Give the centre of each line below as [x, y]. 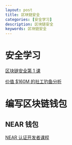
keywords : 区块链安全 [26, 29]
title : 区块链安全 [23, 15]
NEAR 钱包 [22, 124]
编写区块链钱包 [36, 104]
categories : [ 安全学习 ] [28, 19]
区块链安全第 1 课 [23, 71]
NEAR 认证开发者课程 [27, 137]
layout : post [19, 10]
